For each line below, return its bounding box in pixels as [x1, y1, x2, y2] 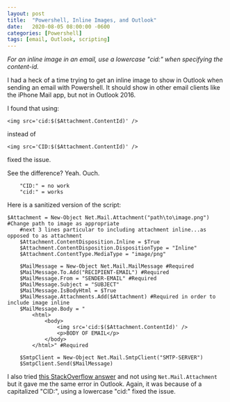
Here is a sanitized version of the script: [7, 201, 122, 209]
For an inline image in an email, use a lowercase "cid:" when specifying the [7, 55, 224, 63]
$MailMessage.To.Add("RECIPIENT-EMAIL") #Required [19, 269, 170, 276]
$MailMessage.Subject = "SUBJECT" [19, 281, 120, 289]
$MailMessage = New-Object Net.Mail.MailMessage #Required [19, 263, 195, 270]
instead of [7, 130, 36, 138]
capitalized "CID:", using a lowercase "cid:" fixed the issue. [7, 387, 176, 396]
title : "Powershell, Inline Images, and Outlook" [7, 17, 157, 24]
